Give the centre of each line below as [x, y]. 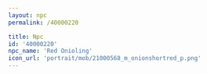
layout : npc [27, 15]
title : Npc [26, 37]
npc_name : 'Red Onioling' [50, 51]
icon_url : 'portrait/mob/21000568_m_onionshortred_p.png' [105, 58]
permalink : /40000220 [44, 23]
